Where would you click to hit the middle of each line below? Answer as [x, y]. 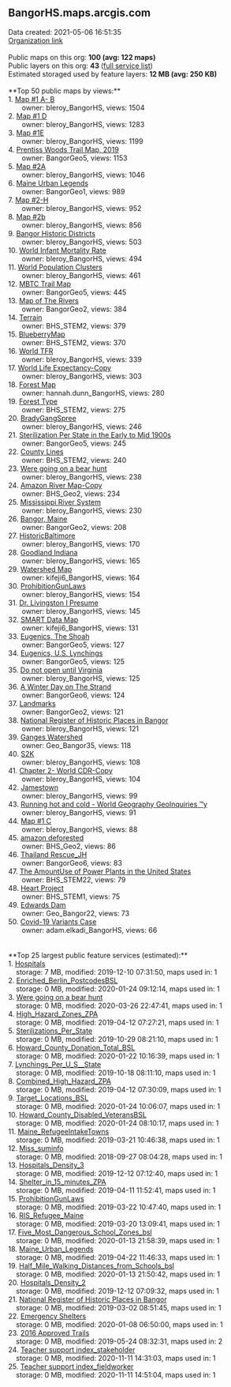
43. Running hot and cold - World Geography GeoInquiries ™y [108, 804]
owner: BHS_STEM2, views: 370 [74, 342]
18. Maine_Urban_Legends [51, 1249]
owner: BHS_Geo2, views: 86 [69, 846]
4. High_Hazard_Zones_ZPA [53, 1013]
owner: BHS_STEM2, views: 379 [74, 325]
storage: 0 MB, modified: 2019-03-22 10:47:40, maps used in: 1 [118, 1207]
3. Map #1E [26, 133]
